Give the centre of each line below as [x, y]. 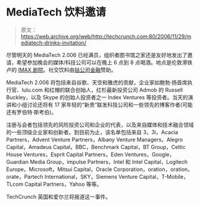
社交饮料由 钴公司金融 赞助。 [82, 69]
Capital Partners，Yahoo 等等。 [63, 184]
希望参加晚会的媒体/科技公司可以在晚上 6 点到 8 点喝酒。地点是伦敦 [99, 62]
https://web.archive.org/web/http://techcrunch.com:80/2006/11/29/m [106, 36]
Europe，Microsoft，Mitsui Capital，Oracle [59, 169]
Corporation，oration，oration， [153, 169]
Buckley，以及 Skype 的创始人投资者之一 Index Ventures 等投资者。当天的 [97, 97]
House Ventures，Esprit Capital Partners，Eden [65, 154]
